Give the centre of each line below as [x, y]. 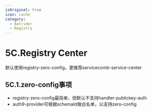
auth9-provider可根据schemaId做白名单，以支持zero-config [74, 104]
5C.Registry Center [46, 53]
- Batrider [21, 24]
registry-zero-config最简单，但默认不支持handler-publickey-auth [80, 97]
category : [16, 19]
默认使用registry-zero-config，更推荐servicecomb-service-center [73, 67]
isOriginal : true [23, 10]
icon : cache [18, 14]
